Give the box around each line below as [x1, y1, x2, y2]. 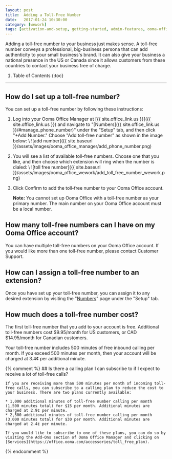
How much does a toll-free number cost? [5, 310, 139, 319]
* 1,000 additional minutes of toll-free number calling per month [5, 399, 153, 404]
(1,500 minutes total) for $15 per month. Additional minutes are [5, 403, 150, 409]
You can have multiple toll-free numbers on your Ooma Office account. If [5, 242, 159, 248]
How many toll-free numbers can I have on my [5, 221, 155, 229]
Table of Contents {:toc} [12, 72, 64, 79]
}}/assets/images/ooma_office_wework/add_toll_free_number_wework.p [12, 169, 165, 175]
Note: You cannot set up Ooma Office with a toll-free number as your [12, 195, 159, 201]
